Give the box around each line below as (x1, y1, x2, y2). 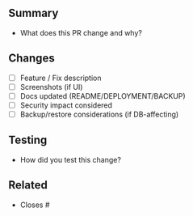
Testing (8, 133, 48, 147)
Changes (8, 52, 55, 66)
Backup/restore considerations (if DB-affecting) (19, 109, 179, 119)
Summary (8, 6, 59, 20)
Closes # (19, 200, 50, 210)
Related (8, 178, 48, 193)
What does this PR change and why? (19, 28, 143, 37)
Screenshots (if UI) (19, 82, 83, 91)
